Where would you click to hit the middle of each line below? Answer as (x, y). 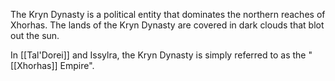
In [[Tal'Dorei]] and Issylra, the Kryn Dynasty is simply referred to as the (158, 55)
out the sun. (35, 35)
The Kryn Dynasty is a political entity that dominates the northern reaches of (168, 14)
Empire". (77, 65)
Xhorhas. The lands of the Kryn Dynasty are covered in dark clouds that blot (167, 25)
